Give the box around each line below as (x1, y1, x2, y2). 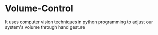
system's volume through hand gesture (5, 24, 85, 30)
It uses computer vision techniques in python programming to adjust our (5, 19, 153, 25)
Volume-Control (5, 3, 73, 14)
